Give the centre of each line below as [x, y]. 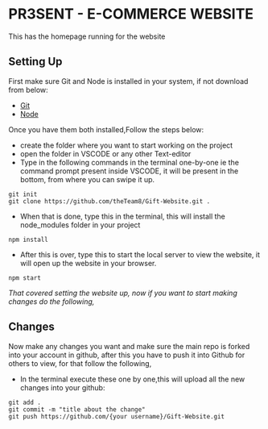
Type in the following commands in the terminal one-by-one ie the [130, 162]
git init [23, 194]
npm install [28, 239]
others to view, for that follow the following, [80, 363]
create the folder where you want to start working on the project [126, 145]
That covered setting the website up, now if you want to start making [123, 293]
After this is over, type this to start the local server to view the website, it [140, 254]
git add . [25, 402]
